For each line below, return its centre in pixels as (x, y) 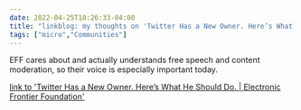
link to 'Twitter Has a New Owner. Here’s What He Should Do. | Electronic (146, 87)
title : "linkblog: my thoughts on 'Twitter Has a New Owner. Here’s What (151, 26)
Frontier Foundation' (47, 96)
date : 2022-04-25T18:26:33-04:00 (72, 18)
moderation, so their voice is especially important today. (114, 69)
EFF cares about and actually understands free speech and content (135, 60)
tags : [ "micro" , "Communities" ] (68, 34)
